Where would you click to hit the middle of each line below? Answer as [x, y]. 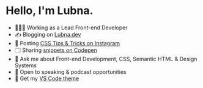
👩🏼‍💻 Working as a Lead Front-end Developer [71, 28]
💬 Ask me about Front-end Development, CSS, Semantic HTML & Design [106, 59]
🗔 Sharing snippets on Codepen [56, 50]
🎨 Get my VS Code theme [47, 78]
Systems [26, 65]
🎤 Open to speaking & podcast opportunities [70, 71]
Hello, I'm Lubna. [50, 11]
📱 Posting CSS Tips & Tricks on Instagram [67, 43]
